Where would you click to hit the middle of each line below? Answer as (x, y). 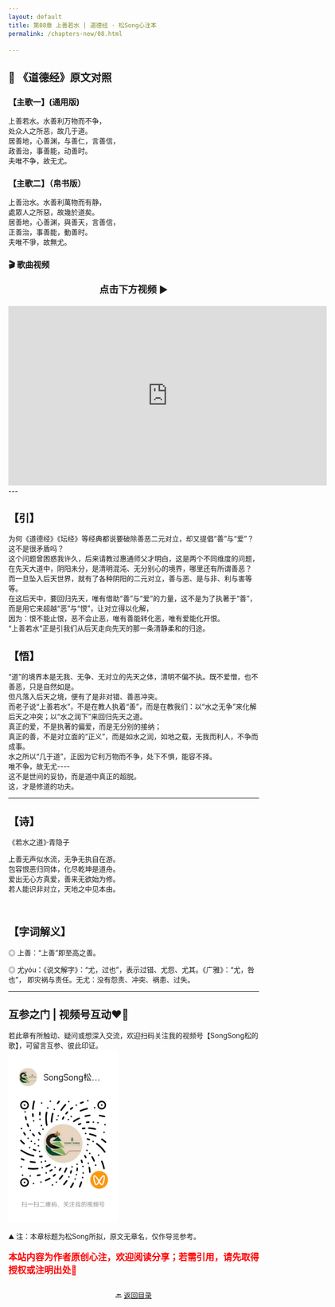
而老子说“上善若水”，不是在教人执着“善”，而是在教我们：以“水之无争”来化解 (132, 707)
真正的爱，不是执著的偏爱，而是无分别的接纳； (85, 726)
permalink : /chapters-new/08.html (66, 33)
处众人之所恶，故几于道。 (50, 131)
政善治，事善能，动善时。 (50, 151)
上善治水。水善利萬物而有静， (57, 203)
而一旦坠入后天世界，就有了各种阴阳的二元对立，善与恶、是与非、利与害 (127, 579)
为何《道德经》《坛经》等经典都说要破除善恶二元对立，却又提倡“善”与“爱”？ (131, 539)
